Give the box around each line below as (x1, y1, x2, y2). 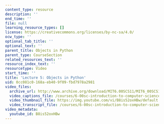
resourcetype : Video (5, 66, 47, 71)
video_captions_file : (9, 93, 54, 98)
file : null (5, 21, 27, 26)
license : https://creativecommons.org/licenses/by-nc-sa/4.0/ (5, 30, 134, 35)
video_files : (5, 84, 32, 89)
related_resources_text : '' (5, 57, 62, 62)
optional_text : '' (5, 43, 42, 48)
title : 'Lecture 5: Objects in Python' (5, 75, 86, 80)
